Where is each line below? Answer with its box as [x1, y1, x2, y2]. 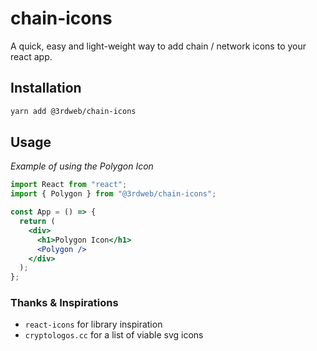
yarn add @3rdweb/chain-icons [10, 106, 137, 116]
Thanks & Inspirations [10, 296, 119, 310]
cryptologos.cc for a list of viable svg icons [24, 329, 204, 341]
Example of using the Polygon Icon [10, 160, 154, 172]
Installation [10, 80, 82, 97]
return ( [19, 217, 56, 227]
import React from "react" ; [10, 180, 128, 190]
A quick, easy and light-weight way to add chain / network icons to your [10, 40, 307, 52]
